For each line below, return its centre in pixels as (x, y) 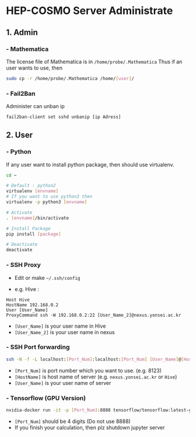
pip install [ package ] (34, 234)
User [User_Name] (27, 310)
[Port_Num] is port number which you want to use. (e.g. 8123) (88, 370)
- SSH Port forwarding (38, 347)
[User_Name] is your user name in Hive (60, 326)
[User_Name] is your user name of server (63, 383)
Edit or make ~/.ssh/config (47, 278)
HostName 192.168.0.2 (32, 305)
